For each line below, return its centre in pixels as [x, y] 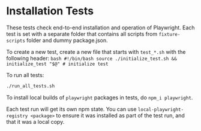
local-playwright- [161, 109]
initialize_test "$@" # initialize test [58, 64]
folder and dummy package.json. [67, 40]
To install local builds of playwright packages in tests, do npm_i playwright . [100, 98]
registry [17, 116]
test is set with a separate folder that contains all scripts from [82, 33]
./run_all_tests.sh [31, 86]
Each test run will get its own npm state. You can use [71, 109]
